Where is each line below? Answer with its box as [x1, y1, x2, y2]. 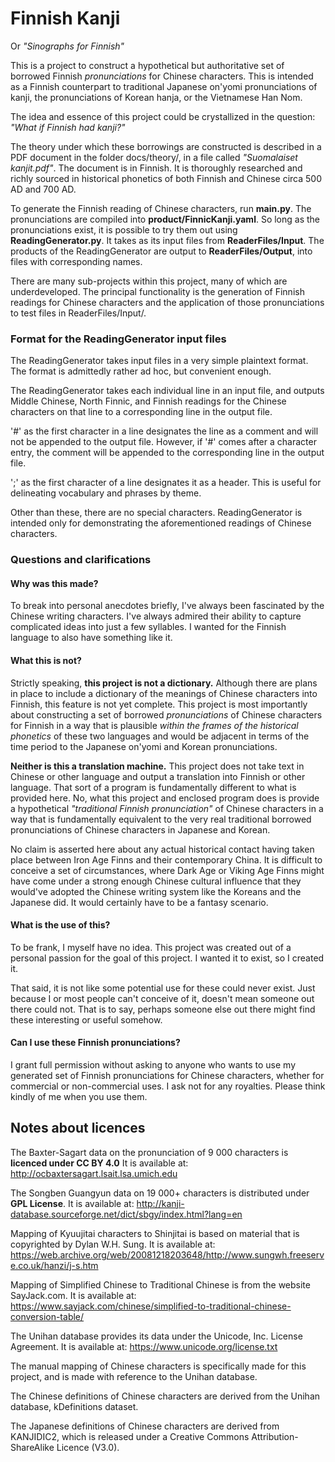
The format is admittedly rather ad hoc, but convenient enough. [10, 365, 272, 377]
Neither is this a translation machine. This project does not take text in [10, 760, 305, 772]
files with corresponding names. [10, 255, 143, 267]
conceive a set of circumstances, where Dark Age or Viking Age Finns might [10, 864, 325, 876]
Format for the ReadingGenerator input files [10, 332, 227, 346]
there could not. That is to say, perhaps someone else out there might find [10, 1003, 316, 1015]
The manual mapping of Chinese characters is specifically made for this [10, 1360, 307, 1372]
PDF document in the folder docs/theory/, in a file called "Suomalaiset [10, 151, 298, 163]
